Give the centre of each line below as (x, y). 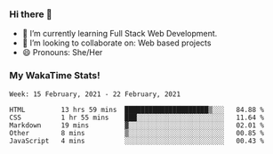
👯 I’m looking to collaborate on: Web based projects (116, 43)
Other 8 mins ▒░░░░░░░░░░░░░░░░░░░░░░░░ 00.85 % (137, 133)
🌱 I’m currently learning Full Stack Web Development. (120, 34)
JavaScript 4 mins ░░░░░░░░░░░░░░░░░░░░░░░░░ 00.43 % (137, 141)
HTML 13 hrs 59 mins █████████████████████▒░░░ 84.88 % (137, 109)
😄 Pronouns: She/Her (62, 53)
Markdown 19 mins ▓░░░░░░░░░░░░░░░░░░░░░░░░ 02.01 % (137, 125)
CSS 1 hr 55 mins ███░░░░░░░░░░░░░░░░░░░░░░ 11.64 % (137, 118)
